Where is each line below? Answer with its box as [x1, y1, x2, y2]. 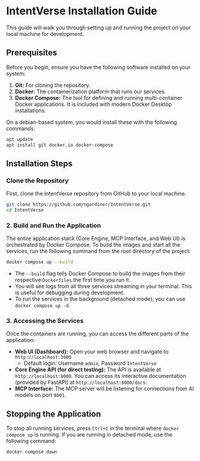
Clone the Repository [6, 176, 69, 185]
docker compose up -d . [14, 302, 70, 309]
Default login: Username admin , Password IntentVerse [23, 360, 157, 367]
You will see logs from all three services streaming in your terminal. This [14, 283, 192, 290]
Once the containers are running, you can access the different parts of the [6, 330, 189, 337]
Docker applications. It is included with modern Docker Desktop [14, 100, 172, 108]
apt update [6, 136, 33, 142]
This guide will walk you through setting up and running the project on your [6, 24, 191, 31]
